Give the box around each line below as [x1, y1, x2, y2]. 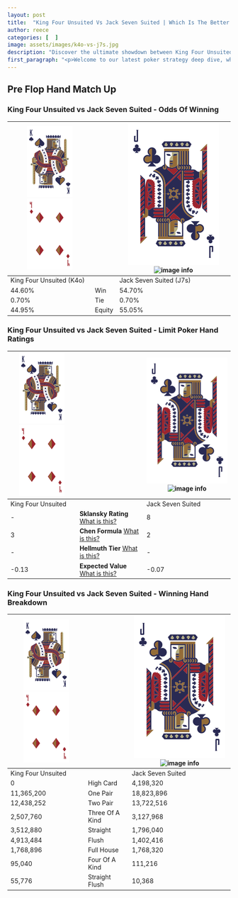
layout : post [7, 11, 46, 18]
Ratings [7, 334, 35, 344]
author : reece [7, 26, 50, 33]
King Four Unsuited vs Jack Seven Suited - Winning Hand [7, 589, 209, 599]
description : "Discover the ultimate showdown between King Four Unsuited [7, 49, 233, 56]
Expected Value [79, 561, 127, 570]
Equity [94, 305, 113, 315]
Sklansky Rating [79, 509, 129, 517]
